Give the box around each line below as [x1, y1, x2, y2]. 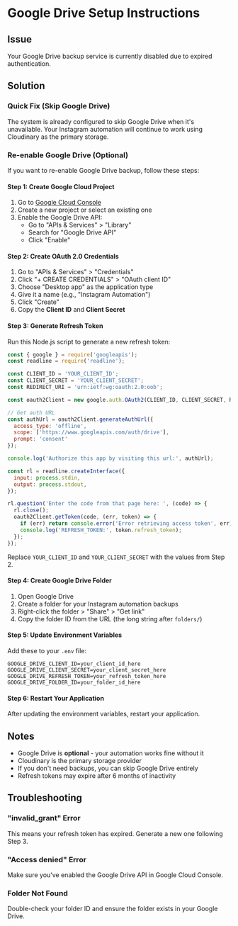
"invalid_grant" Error [7, 813, 81, 823]
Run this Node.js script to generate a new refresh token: [7, 337, 171, 346]
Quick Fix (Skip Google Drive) [7, 101, 110, 111]
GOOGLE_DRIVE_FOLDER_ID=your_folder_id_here [7, 679, 141, 686]
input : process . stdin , [13, 474, 81, 481]
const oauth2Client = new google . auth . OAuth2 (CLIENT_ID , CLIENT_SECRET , [7, 396, 227, 403]
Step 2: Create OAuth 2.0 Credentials [7, 252, 119, 260]
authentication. [7, 60, 52, 68]
